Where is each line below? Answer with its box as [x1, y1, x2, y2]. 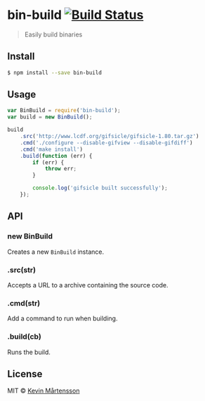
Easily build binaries [24, 30, 83, 39]
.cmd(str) [7, 298, 41, 308]
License [7, 368, 43, 380]
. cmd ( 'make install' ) [20, 146, 83, 153]
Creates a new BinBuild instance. [7, 247, 104, 256]
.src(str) [7, 265, 37, 275]
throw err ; [44, 165, 77, 172]
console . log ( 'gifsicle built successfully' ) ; [32, 184, 168, 192]
